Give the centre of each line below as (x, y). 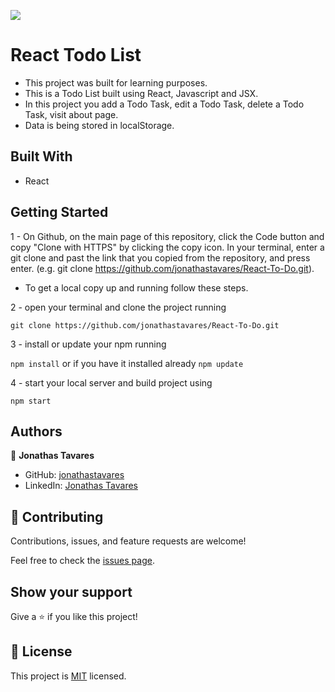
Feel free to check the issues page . (82, 561)
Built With (41, 156)
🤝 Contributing (57, 516)
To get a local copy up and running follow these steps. (136, 287)
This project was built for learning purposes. (116, 82)
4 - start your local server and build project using (111, 382)
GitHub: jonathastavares (74, 475)
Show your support (71, 591)
